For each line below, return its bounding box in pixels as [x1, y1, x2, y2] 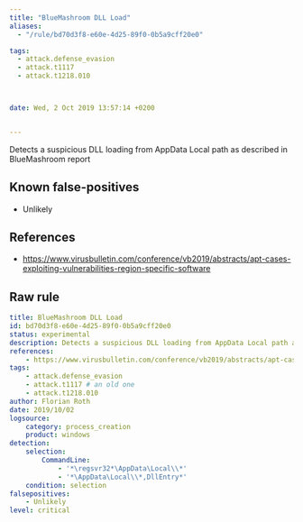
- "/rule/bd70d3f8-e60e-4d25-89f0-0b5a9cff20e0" [17, 30, 204, 39]
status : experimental [9, 330, 91, 339]
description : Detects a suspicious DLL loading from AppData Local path [9, 338, 289, 347]
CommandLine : [41, 456, 91, 465]
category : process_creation [25, 422, 131, 431]
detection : [9, 439, 50, 448]
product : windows [25, 430, 91, 440]
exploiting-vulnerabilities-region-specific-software [22, 263, 211, 274]
